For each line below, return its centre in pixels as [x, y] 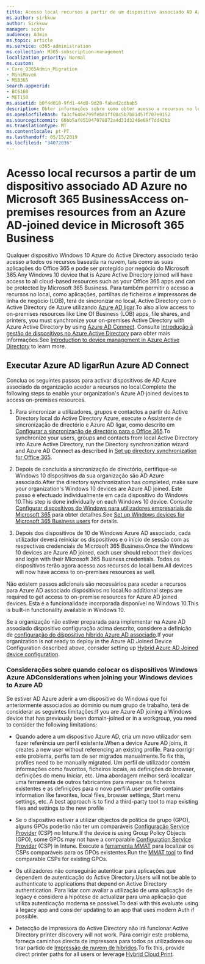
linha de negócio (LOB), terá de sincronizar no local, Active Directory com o [101, 301]
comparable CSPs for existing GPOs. [61, 859]
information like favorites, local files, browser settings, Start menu [98, 795]
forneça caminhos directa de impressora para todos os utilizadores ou [103, 941]
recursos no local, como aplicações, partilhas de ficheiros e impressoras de [102, 294]
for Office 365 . [34, 457]
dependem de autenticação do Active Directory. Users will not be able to [106, 877]
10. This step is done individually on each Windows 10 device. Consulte [104, 501]
